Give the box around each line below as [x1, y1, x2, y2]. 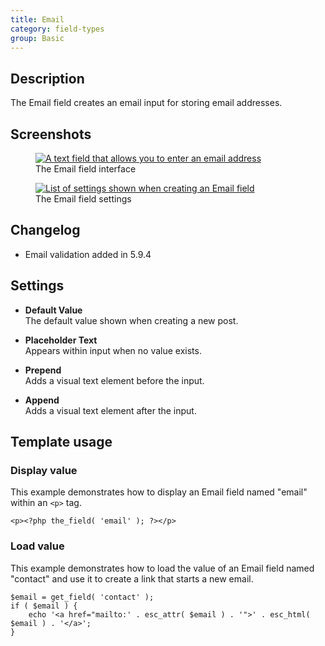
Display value [10, 463, 78, 477]
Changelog [10, 222, 81, 239]
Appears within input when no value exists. [24, 344, 202, 356]
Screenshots [10, 126, 92, 143]
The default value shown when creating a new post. [24, 314, 239, 326]
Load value [10, 539, 65, 553]
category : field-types [10, 24, 105, 34]
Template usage [10, 434, 113, 451]
